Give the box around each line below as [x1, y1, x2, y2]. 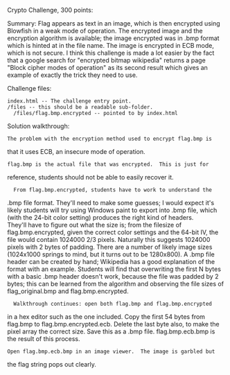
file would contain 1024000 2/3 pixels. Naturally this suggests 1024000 [7, 236, 211, 243]
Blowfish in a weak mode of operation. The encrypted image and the [7, 27, 203, 35]
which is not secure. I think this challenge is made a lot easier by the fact [7, 49, 215, 57]
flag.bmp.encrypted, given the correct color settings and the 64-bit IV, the [7, 228, 219, 236]
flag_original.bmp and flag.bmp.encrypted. [7, 287, 130, 295]
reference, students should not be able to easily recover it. [7, 173, 175, 181]
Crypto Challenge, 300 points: [7, 6, 94, 14]
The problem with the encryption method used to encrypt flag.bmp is [7, 135, 213, 142]
